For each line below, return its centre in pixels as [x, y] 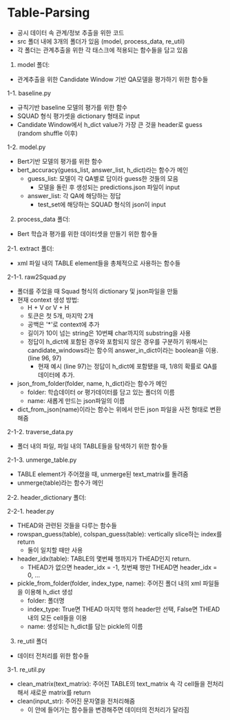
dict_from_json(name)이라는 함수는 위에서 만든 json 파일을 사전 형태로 [113, 409]
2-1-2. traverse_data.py [40, 431]
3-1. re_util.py [27, 669]
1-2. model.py [27, 147]
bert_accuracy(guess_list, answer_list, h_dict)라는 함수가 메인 [103, 170]
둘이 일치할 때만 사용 [55, 549]
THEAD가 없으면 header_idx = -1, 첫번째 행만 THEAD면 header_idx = [122, 567]
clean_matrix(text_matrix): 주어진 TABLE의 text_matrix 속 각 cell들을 [111, 683]
